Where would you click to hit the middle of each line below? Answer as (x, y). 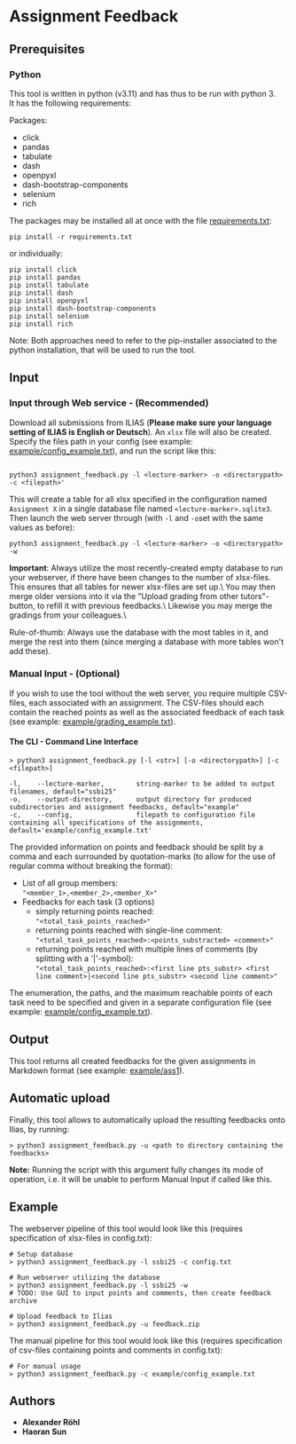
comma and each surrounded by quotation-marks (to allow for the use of (143, 856)
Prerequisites (47, 49)
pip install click (43, 269)
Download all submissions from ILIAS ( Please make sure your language (140, 422)
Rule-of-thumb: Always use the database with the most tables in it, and (139, 632)
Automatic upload (60, 1098)
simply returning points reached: (95, 911)
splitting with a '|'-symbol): (84, 959)
